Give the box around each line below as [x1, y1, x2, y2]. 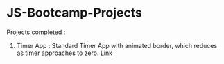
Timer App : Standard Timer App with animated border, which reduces [16, 41, 218, 49]
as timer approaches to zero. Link [16, 49, 112, 57]
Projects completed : [6, 28, 66, 36]
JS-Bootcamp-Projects [6, 5, 143, 21]
